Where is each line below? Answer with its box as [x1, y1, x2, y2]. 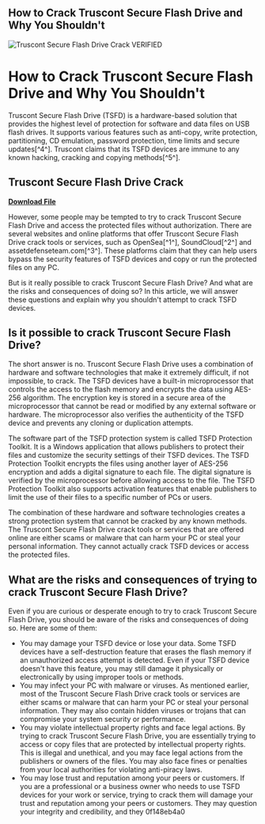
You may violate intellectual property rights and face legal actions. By [19, 723, 246, 732]
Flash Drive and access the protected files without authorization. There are [8, 220, 252, 230]
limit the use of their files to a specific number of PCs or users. [8, 493, 212, 502]
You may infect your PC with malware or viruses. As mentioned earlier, [19, 681, 250, 690]
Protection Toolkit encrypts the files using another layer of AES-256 [8, 459, 229, 468]
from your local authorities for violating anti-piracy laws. [19, 765, 203, 775]
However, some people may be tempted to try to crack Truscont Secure [8, 212, 242, 221]
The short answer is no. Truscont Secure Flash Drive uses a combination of [8, 360, 254, 369]
